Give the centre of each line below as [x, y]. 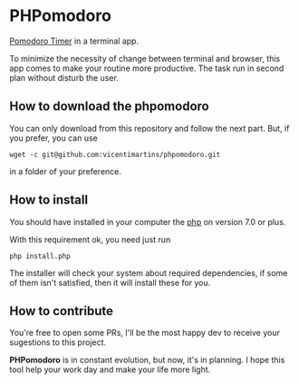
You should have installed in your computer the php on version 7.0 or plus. [148, 222]
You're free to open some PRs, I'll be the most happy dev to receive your [145, 333]
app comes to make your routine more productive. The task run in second [147, 68]
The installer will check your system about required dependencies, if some [149, 272]
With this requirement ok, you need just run [90, 239]
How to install [49, 200]
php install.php [40, 256]
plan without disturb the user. [64, 77]
